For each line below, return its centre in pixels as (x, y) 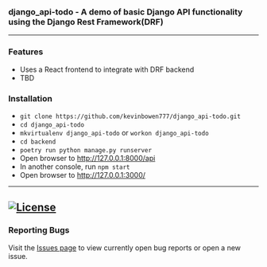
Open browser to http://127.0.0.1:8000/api (87, 158)
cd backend (38, 142)
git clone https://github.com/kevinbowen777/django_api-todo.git (130, 116)
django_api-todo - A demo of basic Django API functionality (126, 12)
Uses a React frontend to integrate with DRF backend (107, 69)
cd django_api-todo (52, 125)
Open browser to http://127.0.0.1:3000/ (82, 175)
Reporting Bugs (39, 230)
